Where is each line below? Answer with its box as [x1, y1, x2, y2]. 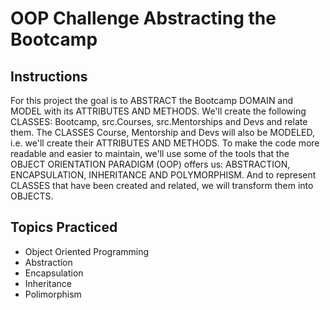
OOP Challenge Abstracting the [10, 7, 277, 30]
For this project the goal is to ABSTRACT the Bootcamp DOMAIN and [10, 95, 294, 106]
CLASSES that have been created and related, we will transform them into [10, 180, 314, 191]
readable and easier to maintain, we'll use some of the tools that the [10, 148, 290, 159]
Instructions [10, 68, 88, 85]
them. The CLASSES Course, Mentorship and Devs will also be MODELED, [10, 127, 315, 138]
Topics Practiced [10, 219, 118, 236]
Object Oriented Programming [24, 245, 150, 257]
